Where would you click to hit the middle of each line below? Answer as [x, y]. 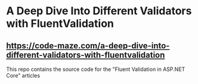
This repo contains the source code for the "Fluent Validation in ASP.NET [96, 69]
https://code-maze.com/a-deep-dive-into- [88, 46]
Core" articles [23, 75]
